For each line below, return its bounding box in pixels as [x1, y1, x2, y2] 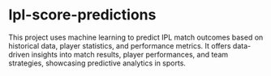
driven [8, 49, 30, 59]
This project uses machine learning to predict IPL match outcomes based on [8, 32, 264, 42]
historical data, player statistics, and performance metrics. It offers [8, 40, 231, 50]
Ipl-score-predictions [8, 6, 157, 24]
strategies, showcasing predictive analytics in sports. [8, 58, 187, 68]
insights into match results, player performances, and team [31, 49, 229, 59]
